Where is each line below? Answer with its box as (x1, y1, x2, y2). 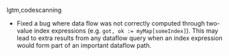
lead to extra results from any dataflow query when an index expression (16, 34, 223, 42)
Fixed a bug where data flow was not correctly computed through (16, 19, 205, 27)
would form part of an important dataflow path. (16, 41, 152, 49)
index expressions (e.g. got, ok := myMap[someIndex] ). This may (33, 27, 219, 35)
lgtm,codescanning (6, 6, 62, 14)
